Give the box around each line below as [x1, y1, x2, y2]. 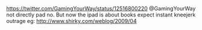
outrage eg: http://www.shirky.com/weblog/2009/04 [6, 18, 137, 24]
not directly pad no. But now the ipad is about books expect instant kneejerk [6, 11, 196, 18]
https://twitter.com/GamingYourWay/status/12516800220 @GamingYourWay [6, 5, 196, 12]
